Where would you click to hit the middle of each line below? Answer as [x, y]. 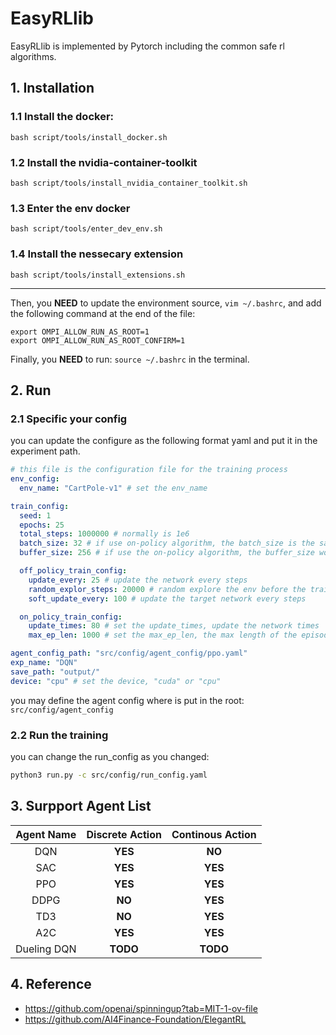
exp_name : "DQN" [44, 663]
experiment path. [45, 451]
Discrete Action [124, 834]
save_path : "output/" [55, 672]
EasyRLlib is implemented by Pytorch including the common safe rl [147, 46]
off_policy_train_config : [73, 571]
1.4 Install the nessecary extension [97, 254]
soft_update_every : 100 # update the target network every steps [167, 598]
